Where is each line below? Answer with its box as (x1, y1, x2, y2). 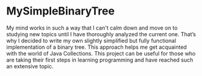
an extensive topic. (6, 62, 54, 70)
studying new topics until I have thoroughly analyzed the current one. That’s (6, 30, 196, 37)
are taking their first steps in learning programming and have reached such (6, 56, 194, 63)
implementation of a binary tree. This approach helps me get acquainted (6, 43, 187, 51)
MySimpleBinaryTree (6, 4, 115, 18)
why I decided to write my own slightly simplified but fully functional (6, 37, 177, 44)
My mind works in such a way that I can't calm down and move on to (6, 24, 178, 31)
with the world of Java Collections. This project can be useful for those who (6, 49, 196, 57)
